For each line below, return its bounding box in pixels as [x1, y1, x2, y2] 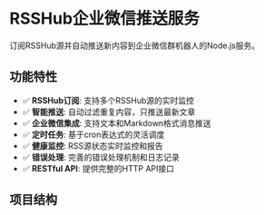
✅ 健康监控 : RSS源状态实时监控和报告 [22, 140, 163, 151]
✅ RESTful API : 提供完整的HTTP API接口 [22, 162, 175, 173]
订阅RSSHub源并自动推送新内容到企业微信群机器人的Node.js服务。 [9, 40, 260, 51]
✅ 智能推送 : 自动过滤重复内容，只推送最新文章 [22, 106, 196, 117]
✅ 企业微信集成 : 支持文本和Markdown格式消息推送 [22, 117, 211, 128]
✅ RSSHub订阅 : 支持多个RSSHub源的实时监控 [22, 94, 195, 105]
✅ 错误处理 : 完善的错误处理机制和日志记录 [22, 151, 180, 162]
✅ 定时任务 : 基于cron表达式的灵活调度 [22, 129, 165, 140]
